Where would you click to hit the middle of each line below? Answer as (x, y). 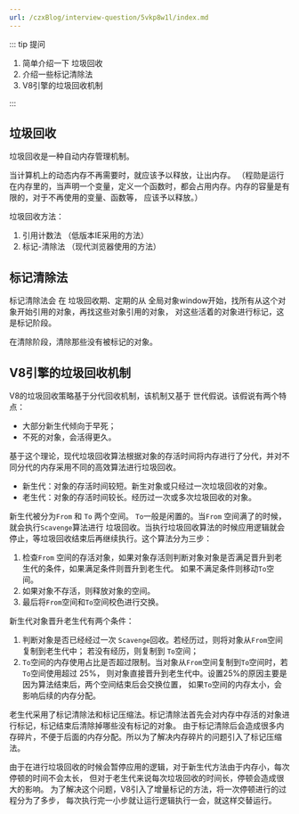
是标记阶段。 (32, 323)
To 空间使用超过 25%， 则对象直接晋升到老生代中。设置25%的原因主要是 (154, 673)
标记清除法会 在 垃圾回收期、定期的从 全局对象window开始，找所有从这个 (144, 300)
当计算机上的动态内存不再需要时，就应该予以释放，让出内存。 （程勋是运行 (147, 176)
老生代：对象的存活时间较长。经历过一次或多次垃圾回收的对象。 (139, 497)
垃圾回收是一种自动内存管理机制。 (72, 156)
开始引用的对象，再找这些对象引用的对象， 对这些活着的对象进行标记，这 (150, 312)
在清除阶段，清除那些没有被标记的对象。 (83, 342)
